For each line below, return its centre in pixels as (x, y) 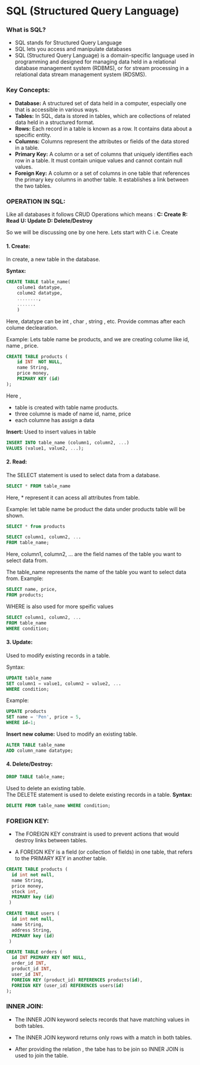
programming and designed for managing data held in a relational (95, 62)
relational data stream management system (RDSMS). (81, 75)
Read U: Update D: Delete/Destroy (49, 221)
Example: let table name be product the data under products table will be (96, 509)
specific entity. (33, 135)
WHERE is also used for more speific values (60, 606)
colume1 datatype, (40, 288)
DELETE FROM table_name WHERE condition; (59, 805)
